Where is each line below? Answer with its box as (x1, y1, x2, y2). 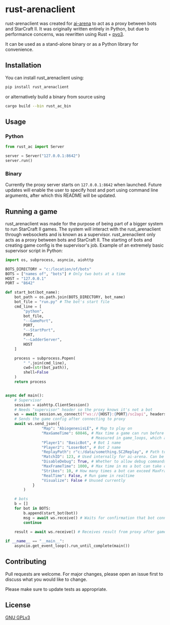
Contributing (5, 557, 47, 566)
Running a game (5, 207, 58, 216)
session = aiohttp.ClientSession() (14, 402, 90, 407)
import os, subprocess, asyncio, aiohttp (5, 257, 94, 262)
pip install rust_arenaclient (5, 84, 69, 89)
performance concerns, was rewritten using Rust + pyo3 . (5, 31, 124, 37)
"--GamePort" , (23, 318, 53, 323)
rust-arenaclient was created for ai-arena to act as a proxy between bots (5, 20, 157, 26)
